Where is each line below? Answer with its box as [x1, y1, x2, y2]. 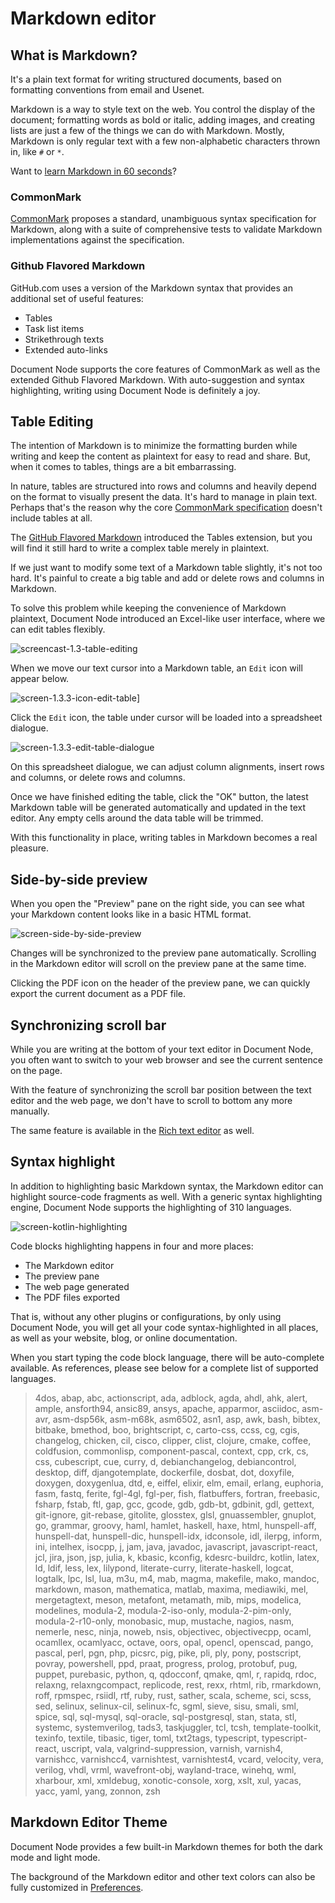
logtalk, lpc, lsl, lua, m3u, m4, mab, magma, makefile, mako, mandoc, [34, 1572, 320, 1584]
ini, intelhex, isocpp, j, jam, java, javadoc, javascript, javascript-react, [34, 1540, 318, 1552]
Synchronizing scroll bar [10, 1017, 167, 1034]
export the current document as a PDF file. [10, 988, 187, 1000]
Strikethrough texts [24, 333, 105, 345]
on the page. [10, 1065, 63, 1077]
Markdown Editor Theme [10, 1814, 168, 1831]
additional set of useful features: [10, 292, 144, 304]
